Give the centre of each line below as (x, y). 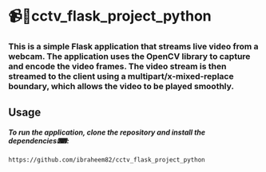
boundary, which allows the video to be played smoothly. (121, 87)
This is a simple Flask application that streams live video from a (133, 47)
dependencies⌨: (39, 141)
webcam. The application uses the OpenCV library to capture (129, 57)
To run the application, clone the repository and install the (107, 132)
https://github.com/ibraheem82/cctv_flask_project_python (107, 160)
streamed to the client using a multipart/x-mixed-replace (121, 76)
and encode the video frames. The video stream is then (117, 67)
